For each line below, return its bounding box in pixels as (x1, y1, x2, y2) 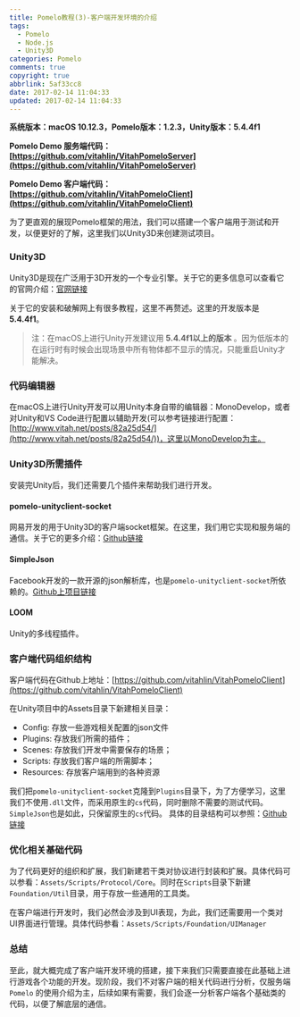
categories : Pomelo (9, 55, 82, 63)
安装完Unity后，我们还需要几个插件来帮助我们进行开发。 (9, 480, 217, 491)
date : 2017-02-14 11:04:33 (9, 88, 110, 97)
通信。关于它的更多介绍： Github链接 (9, 533, 144, 543)
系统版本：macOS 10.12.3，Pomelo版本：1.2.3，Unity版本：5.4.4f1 (9, 122, 261, 132)
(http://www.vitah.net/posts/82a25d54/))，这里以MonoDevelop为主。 (9, 433, 266, 443)
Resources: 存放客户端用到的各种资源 (21, 767, 161, 777)
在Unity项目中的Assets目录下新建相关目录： (9, 703, 171, 714)
